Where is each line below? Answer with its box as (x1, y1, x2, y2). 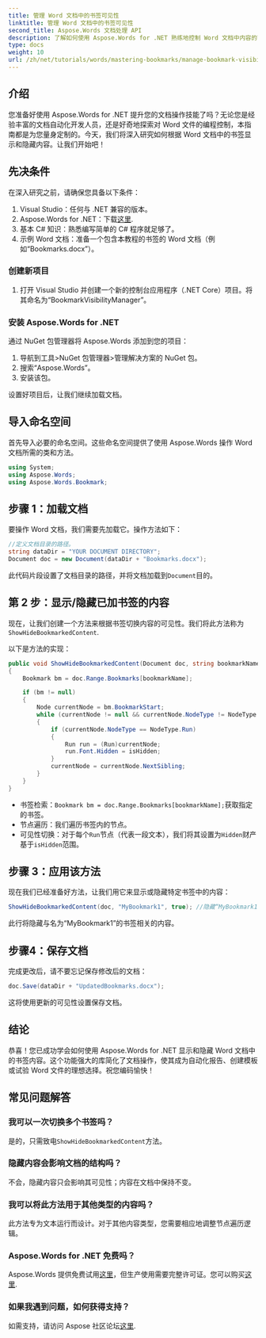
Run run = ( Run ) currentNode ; (64, 740, 161, 748)
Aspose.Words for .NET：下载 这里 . (19, 214, 134, 224)
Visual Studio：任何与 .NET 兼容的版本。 (19, 204, 152, 214)
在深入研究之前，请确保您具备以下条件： (8, 187, 140, 197)
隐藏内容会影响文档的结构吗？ (8, 1158, 123, 1169)
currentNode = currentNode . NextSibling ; (50, 763, 186, 770)
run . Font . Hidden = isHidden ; (64, 747, 161, 755)
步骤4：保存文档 (8, 944, 89, 958)
